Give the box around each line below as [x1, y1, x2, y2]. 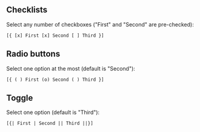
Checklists [6, 5, 48, 15]
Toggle [6, 93, 33, 103]
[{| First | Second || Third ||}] [6, 121, 94, 127]
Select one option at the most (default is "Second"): [6, 64, 135, 72]
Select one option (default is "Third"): [6, 108, 100, 116]
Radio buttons [6, 49, 61, 59]
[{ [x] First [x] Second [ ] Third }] [6, 33, 104, 39]
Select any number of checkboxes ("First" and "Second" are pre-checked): [6, 20, 194, 28]
